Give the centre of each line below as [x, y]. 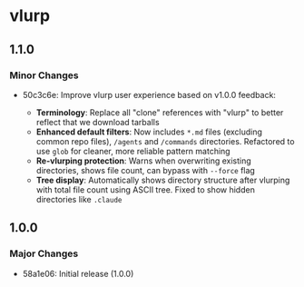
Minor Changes [44, 75]
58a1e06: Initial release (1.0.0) [78, 273]
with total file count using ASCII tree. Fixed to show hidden [146, 189]
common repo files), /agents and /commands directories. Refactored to [165, 141]
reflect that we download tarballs [98, 122]
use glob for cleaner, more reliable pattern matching [133, 151]
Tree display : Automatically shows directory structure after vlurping [163, 180]
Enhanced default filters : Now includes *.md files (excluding [149, 132]
